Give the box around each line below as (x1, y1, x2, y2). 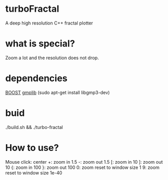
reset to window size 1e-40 (5, 169, 62, 176)
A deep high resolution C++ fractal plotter (5, 20, 93, 26)
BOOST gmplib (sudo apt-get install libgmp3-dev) (5, 89, 110, 95)
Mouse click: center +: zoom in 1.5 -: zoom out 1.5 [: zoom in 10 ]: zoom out (5, 159, 163, 165)
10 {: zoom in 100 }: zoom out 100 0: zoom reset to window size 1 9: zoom (5, 164, 160, 170)
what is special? (5, 38, 75, 49)
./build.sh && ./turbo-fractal (5, 124, 63, 130)
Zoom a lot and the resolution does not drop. (5, 55, 99, 61)
